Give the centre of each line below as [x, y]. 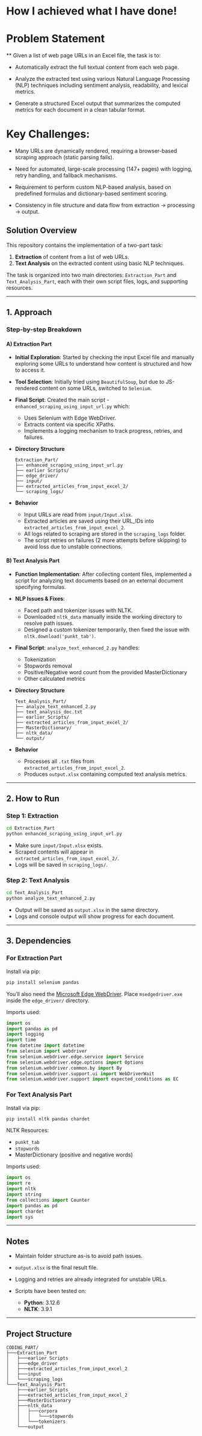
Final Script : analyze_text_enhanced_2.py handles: [77, 648]
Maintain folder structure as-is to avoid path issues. [79, 1256]
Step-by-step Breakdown [44, 330]
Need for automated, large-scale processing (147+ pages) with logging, [103, 169]
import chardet [25, 1211]
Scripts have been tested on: [50, 1291]
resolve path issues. [49, 623]
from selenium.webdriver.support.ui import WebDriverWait [80, 1074]
